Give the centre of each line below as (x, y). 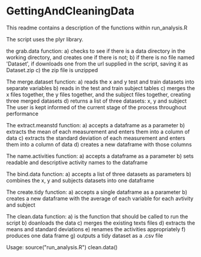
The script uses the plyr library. (45, 39)
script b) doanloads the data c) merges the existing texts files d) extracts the (101, 223)
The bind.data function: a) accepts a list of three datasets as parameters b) (99, 174)
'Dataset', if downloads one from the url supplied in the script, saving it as (97, 64)
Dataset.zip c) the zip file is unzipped (52, 70)
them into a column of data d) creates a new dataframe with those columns (99, 144)
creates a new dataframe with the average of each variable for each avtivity (100, 198)
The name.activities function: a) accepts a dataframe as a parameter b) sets (100, 156)
